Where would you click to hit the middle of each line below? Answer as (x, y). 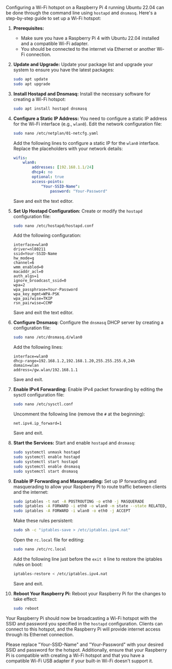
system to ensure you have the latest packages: (64, 70)
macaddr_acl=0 (28, 272)
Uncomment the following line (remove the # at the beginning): (79, 414)
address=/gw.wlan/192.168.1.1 (46, 370)
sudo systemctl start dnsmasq (46, 471)
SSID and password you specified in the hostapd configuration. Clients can (84, 623)
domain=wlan (26, 366)
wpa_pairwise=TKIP (33, 299)
